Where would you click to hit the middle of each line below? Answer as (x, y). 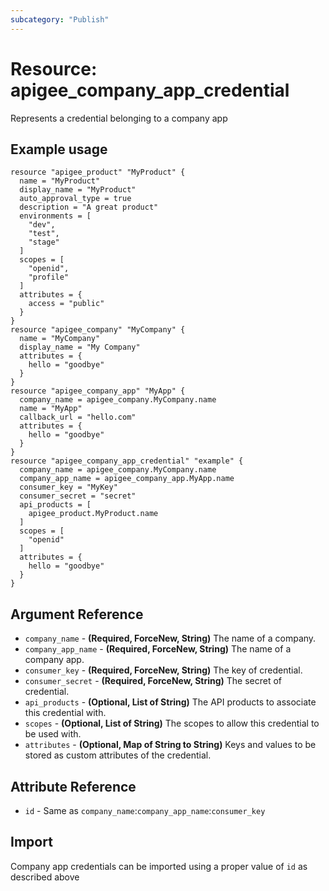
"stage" (44, 242)
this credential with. (65, 713)
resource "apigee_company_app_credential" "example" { (127, 461)
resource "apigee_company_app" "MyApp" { (98, 391)
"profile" (49, 277)
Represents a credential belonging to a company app (119, 118)
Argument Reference (77, 614)
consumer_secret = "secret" (78, 496)
